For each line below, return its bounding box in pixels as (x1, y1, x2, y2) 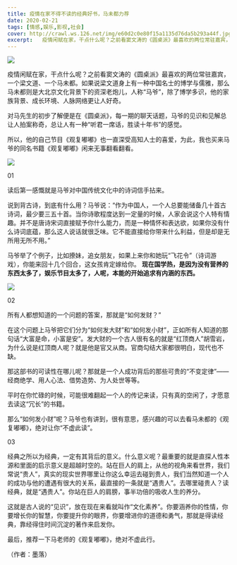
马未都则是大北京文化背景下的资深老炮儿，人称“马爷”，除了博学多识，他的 (7, 87, 224, 96)
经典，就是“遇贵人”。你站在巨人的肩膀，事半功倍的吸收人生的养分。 (7, 487, 205, 496)
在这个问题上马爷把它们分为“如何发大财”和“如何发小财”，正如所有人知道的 (7, 326, 222, 334)
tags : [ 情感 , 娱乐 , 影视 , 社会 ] (7, 23, 85, 30)
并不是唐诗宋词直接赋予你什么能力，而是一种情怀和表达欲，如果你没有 (19, 219, 224, 227)
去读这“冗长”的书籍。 (7, 400, 69, 408)
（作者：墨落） (7, 550, 51, 559)
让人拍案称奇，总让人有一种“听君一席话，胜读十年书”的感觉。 (7, 121, 186, 129)
